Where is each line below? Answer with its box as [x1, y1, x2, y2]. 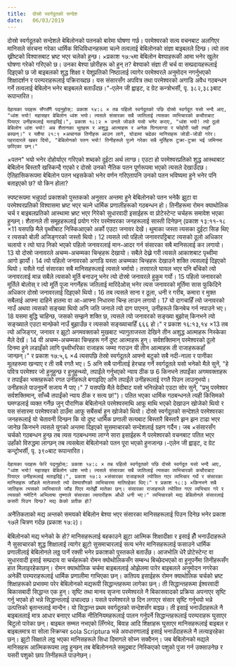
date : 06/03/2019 [7, 17, 65, 24]
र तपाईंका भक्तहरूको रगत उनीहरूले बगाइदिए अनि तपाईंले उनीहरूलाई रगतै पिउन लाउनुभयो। [7, 375, 211, 384]
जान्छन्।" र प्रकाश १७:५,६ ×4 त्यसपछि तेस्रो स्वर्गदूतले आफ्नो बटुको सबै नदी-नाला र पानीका [7, 351, 213, 360]
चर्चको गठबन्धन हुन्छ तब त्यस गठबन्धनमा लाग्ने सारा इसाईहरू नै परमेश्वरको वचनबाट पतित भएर [7, 430, 215, 439]
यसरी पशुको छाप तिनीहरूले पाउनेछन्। [7, 651, 92, 659]
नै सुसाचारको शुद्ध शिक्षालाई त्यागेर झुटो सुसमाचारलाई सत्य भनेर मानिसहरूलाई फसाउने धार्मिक [7, 540, 211, 548]
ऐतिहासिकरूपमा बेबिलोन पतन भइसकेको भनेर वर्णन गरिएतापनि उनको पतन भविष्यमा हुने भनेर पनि [7, 170, 217, 180]
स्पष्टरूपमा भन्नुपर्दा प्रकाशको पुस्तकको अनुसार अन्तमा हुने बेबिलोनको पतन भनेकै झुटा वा [7, 193, 198, 201]
